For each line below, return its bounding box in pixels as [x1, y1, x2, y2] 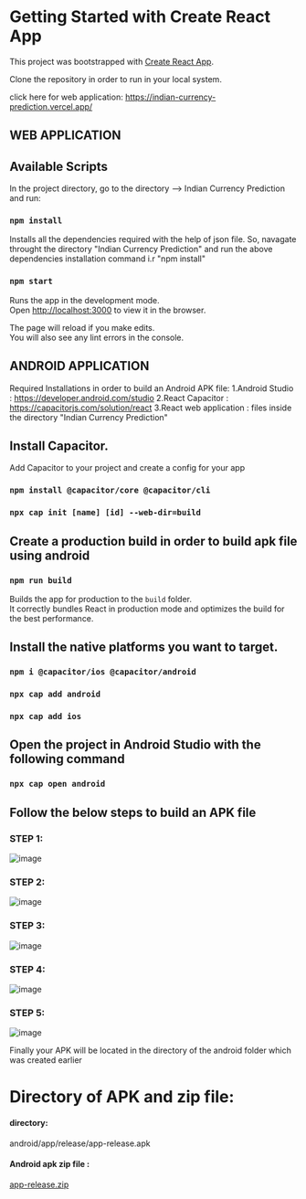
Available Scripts [9, 158, 108, 175]
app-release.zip [9, 1179, 69, 1190]
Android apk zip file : [9, 1159, 90, 1170]
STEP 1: [9, 832, 44, 844]
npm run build [9, 575, 72, 586]
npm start [9, 276, 53, 287]
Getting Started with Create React [9, 6, 271, 27]
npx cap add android [9, 689, 101, 700]
